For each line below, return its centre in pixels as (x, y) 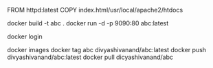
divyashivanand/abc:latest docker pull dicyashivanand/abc (90, 57)
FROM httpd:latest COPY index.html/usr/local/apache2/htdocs (95, 10)
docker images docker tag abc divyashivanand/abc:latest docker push (107, 50)
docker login (25, 36)
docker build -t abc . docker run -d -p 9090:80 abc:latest (88, 23)
